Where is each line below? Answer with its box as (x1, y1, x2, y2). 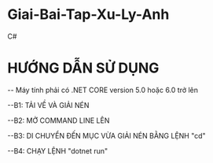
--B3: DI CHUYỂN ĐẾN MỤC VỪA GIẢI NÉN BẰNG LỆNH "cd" (7, 131, 206, 140)
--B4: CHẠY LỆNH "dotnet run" (7, 146, 108, 155)
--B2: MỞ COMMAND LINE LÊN (7, 116, 110, 125)
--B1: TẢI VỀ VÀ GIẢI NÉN (7, 100, 90, 109)
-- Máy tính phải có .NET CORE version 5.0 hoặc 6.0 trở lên (7, 85, 198, 94)
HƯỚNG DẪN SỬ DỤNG (7, 59, 160, 77)
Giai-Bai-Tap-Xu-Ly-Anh (7, 6, 170, 24)
